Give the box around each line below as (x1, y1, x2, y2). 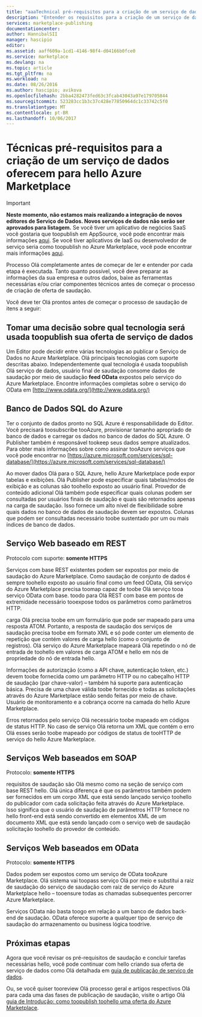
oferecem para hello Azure (6, 167, 142, 181)
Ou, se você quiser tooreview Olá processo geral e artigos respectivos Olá (6, 985, 191, 992)
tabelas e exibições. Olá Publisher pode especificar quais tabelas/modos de (6, 476, 194, 483)
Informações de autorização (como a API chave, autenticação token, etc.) (6, 666, 189, 674)
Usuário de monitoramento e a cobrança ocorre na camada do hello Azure (6, 698, 191, 706)
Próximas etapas (6, 938, 70, 948)
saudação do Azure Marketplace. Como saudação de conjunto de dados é (6, 572, 191, 580)
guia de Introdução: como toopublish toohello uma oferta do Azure (6, 998, 171, 1005)
